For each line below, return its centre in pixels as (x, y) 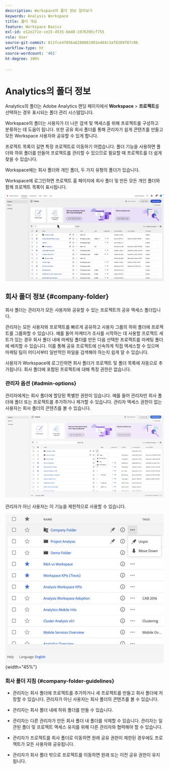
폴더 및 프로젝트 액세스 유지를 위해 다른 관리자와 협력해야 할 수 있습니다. (92, 727)
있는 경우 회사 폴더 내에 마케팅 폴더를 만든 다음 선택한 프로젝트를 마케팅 (84, 339)
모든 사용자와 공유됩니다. (50, 744)
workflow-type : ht (24, 48)
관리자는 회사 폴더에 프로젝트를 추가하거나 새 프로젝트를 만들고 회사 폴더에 (85, 693)
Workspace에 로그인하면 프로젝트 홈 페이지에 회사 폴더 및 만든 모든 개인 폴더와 (82, 181)
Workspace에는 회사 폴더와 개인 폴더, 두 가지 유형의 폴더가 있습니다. (72, 170)
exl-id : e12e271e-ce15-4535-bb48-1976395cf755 (55, 32)
